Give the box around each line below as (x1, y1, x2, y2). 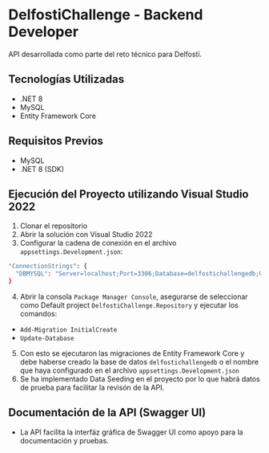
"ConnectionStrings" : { (8, 263, 88, 271)
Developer (8, 22, 78, 41)
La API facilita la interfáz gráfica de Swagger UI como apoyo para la (19, 427, 243, 437)
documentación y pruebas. (19, 435, 110, 445)
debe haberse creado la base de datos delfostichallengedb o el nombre (19, 357, 259, 366)
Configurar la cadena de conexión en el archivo (19, 239, 177, 248)
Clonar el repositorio (19, 221, 88, 231)
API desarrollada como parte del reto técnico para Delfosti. (8, 49, 203, 59)
